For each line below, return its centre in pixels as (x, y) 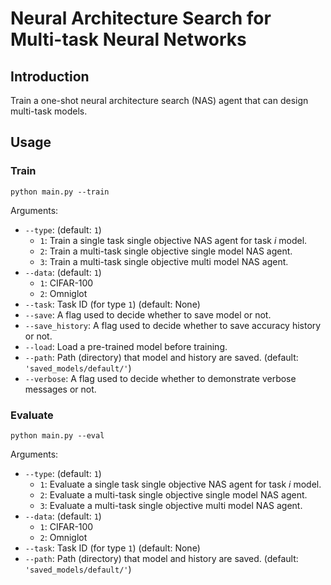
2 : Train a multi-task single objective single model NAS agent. (166, 251)
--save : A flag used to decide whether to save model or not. (148, 314)
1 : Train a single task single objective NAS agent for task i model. (173, 240)
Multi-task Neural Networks (128, 39)
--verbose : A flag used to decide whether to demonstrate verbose (160, 378)
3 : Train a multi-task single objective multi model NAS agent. (164, 261)
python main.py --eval (57, 435)
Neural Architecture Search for (141, 18)
